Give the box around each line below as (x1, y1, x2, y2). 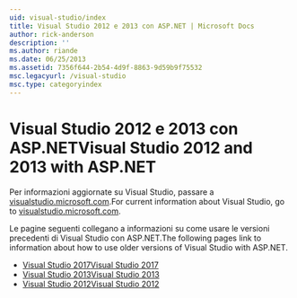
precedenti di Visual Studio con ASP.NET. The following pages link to (9, 232, 262, 243)
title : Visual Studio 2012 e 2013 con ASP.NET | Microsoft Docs (9, 22, 255, 31)
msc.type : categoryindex (9, 80, 102, 89)
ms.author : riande (9, 47, 78, 56)
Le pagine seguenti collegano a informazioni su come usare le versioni (9, 223, 270, 233)
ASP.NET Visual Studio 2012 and (9, 137, 253, 158)
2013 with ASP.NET (9, 156, 157, 177)
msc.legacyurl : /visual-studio (9, 72, 127, 81)
